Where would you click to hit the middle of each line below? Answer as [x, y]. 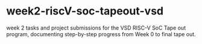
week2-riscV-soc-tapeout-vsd [85, 11]
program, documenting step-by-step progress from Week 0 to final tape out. [101, 34]
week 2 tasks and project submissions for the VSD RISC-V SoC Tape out [96, 28]
